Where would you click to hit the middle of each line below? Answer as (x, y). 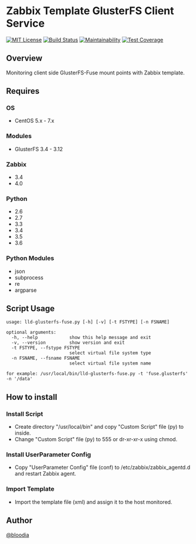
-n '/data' (19, 379)
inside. (23, 433)
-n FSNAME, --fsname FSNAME (46, 359)
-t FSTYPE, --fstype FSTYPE (46, 348)
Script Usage (30, 309)
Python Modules (30, 258)
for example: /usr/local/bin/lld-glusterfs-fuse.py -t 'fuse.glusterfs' (97, 374)
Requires (23, 91)
